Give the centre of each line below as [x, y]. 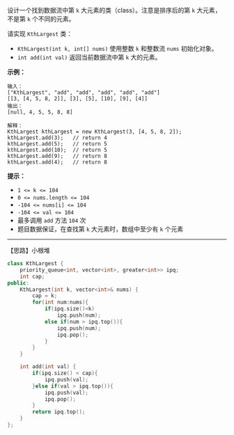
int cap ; [32, 276]
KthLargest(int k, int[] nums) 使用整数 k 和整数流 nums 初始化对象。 [117, 48]
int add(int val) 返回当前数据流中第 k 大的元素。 [89, 57]
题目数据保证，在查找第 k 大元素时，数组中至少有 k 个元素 [100, 229]
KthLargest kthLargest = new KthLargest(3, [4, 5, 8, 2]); [95, 132]
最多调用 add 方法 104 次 [52, 220]
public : [18, 283]
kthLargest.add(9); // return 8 [57, 156]
